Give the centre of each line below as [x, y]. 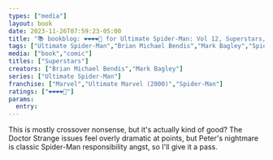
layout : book [30, 24]
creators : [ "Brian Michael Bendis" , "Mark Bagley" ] [96, 69]
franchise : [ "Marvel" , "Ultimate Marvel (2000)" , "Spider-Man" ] [116, 84]
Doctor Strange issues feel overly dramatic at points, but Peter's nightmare [133, 138]
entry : [27, 106]
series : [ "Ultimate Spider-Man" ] [65, 76]
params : [22, 99]
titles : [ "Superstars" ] [49, 62]
